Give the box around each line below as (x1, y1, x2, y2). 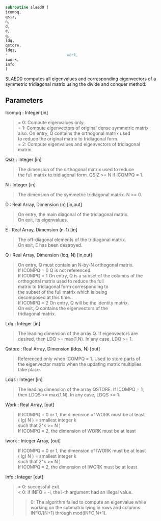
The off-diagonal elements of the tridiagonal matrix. (17, 236, 126, 243)
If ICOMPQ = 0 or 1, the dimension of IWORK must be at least (17, 447, 146, 454)
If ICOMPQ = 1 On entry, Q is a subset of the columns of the (17, 273, 143, 279)
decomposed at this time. (17, 294, 71, 301)
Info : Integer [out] (5, 474, 44, 480)
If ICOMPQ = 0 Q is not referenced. (17, 267, 92, 273)
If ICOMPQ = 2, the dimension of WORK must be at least (17, 428, 136, 434)
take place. (17, 367, 41, 373)
